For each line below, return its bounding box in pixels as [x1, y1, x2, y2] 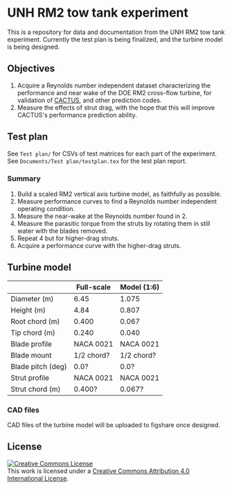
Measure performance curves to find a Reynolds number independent [17, 197, 217, 206]
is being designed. [7, 42, 60, 51]
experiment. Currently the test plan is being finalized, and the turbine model [7, 35, 223, 43]
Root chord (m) [10, 316, 60, 326]
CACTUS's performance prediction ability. [17, 110, 137, 119]
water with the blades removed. [17, 226, 108, 235]
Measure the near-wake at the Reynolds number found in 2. [17, 212, 188, 220]
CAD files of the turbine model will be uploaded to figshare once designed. [7, 420, 220, 429]
